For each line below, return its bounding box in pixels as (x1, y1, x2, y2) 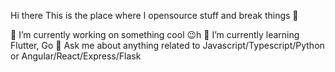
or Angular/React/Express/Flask (10, 50, 142, 62)
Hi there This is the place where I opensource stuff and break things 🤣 (10, 10, 299, 21)
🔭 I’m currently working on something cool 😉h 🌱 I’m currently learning (10, 29, 300, 40)
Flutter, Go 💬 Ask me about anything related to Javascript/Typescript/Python (10, 40, 325, 51)
